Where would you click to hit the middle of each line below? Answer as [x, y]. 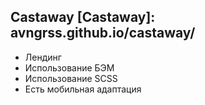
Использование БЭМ [69, 67]
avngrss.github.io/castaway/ [103, 33]
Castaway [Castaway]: [83, 17]
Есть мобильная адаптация [83, 89]
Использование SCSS [71, 78]
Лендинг [43, 57]
